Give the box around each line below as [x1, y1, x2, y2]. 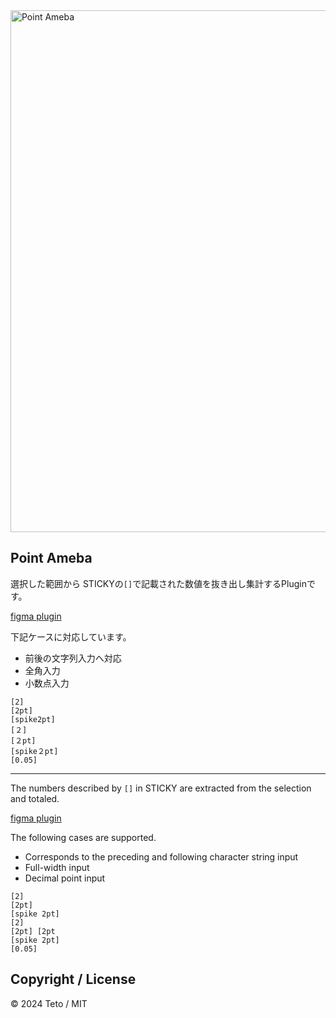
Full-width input [24, 861, 90, 873]
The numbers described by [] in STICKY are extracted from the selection [10, 782, 312, 794]
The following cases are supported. [10, 831, 157, 843]
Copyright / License [10, 971, 137, 988]
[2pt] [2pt [10, 926, 56, 936]
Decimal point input [24, 872, 106, 884]
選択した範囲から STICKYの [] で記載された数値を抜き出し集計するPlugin [10, 577, 307, 589]
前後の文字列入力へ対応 [24, 652, 122, 664]
